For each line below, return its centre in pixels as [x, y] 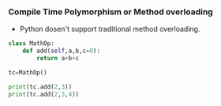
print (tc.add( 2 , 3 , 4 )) [44, 94]
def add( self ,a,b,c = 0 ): [62, 51]
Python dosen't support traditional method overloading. [110, 29]
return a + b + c [58, 59]
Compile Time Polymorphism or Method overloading [110, 12]
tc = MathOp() [28, 72]
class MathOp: [32, 44]
